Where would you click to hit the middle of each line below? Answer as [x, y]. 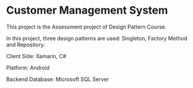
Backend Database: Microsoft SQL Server [58, 79]
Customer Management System [87, 10]
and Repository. [25, 45]
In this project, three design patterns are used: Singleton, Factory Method [97, 38]
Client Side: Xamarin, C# [36, 56]
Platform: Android [28, 67]
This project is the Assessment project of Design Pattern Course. [86, 27]
